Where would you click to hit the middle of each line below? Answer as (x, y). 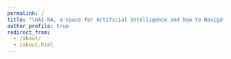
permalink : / (26, 13)
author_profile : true (38, 26)
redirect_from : (29, 32)
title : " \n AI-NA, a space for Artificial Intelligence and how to (104, 20)
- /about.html (33, 45)
